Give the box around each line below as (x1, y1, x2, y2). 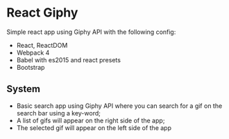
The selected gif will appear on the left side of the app (16, 123, 171, 132)
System (6, 83, 41, 95)
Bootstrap (16, 63, 45, 71)
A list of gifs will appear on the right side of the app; (16, 116, 165, 124)
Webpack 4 (16, 48, 50, 57)
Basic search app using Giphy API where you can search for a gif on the (16, 102, 223, 110)
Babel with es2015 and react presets (16, 55, 121, 64)
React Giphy (6, 5, 78, 21)
